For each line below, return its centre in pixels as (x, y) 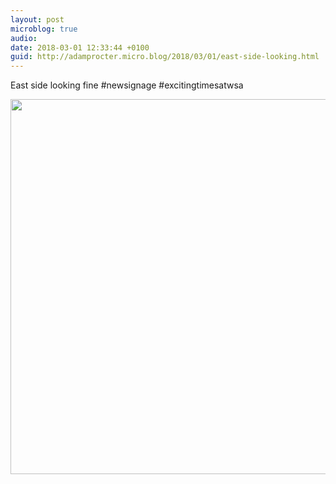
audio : (24, 38)
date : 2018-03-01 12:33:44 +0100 (80, 47)
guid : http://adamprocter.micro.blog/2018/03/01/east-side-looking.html (165, 57)
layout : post (37, 19)
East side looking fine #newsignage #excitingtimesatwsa (127, 85)
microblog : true (44, 29)
